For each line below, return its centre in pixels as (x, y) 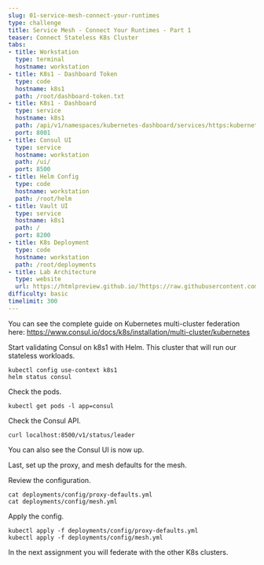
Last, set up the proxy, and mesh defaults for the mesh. (97, 465)
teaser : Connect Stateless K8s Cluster (73, 37)
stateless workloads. (42, 355)
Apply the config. (36, 516)
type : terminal (40, 60)
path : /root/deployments (56, 265)
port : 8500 (33, 169)
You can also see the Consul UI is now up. (76, 449)
